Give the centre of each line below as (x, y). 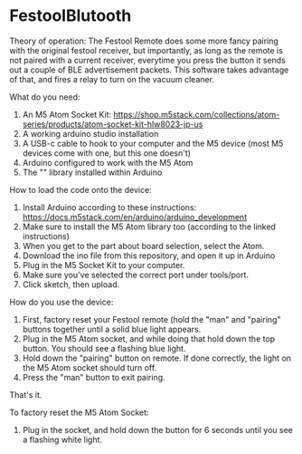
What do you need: (45, 97)
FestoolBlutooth (71, 16)
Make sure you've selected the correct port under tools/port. (136, 275)
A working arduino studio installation (90, 133)
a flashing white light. (62, 440)
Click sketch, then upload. (71, 284)
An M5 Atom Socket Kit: (67, 114)
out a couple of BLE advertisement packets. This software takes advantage (149, 70)
